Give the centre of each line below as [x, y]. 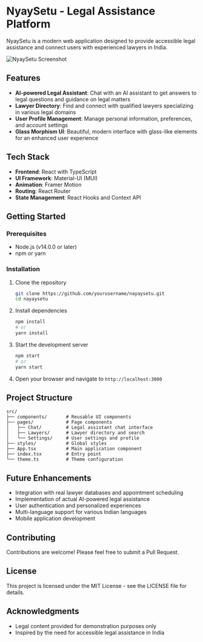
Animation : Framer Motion [48, 184]
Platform [28, 24]
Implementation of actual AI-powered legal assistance [82, 499]
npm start [28, 356]
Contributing [31, 537]
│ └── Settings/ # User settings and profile [73, 438]
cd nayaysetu [32, 299]
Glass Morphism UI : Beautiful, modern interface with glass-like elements [106, 131]
